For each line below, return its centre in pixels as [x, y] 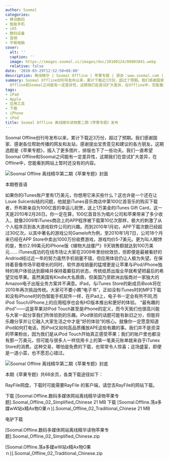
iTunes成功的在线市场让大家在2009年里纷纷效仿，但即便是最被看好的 [90, 252]
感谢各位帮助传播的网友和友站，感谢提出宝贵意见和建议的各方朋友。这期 [89, 144]
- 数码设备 [15, 33]
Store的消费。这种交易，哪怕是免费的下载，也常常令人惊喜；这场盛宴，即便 [83, 346]
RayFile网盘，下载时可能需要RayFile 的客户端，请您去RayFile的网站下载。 [81, 385]
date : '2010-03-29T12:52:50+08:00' [43, 71]
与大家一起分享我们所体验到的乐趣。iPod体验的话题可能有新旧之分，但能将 [82, 315]
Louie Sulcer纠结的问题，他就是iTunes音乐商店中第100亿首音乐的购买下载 [82, 201]
